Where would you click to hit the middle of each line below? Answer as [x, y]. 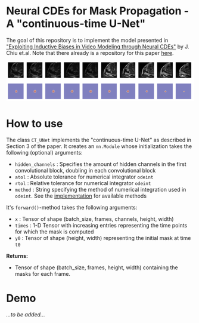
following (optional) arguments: [44, 153]
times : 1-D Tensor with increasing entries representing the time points [101, 226]
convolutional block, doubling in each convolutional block [85, 171]
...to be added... [26, 315]
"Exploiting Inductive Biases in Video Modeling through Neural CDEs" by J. [98, 47]
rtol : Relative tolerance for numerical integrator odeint [83, 183]
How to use [35, 123]
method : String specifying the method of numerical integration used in [100, 190]
